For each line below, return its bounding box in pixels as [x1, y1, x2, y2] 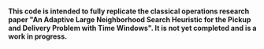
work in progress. [8, 32, 68, 41]
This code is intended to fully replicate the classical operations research [8, 6, 250, 16]
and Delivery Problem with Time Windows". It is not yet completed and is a [8, 23, 257, 32]
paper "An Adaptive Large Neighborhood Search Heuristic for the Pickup [8, 14, 251, 24]
